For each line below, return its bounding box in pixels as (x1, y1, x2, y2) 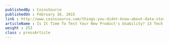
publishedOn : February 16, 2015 (5, 12, 75, 17)
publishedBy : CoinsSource (5, 7, 62, 12)
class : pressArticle (5, 30, 51, 35)
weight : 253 (5, 26, 33, 31)
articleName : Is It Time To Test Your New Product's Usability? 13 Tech (5, 21, 163, 26)
